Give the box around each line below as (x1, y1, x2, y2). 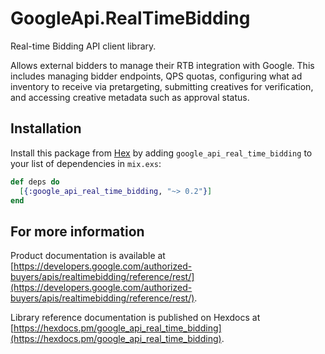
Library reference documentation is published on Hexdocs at (10, 312, 261, 324)
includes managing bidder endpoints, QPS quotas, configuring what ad (10, 70, 303, 82)
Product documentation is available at (10, 250, 166, 262)
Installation (10, 120, 82, 137)
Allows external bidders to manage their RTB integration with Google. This (10, 59, 315, 71)
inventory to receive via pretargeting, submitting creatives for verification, (10, 80, 314, 92)
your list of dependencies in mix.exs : (10, 157, 162, 169)
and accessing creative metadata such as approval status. (10, 91, 250, 103)
